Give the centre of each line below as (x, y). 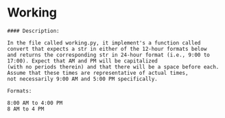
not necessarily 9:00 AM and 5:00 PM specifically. (82, 79)
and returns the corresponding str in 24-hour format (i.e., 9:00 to (109, 55)
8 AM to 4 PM (26, 109)
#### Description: (33, 31)
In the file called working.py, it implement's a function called (104, 43)
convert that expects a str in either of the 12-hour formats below (107, 49)
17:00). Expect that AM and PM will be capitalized (82, 61)
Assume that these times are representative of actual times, (98, 73)
